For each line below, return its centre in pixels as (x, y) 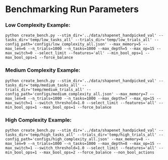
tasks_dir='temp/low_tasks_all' (39, 40)
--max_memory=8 (127, 139)
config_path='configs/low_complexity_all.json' (56, 44)
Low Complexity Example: (38, 25)
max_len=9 (16, 144)
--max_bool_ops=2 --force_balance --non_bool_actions (97, 152)
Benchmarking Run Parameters (72, 9)
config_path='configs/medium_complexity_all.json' (60, 94)
